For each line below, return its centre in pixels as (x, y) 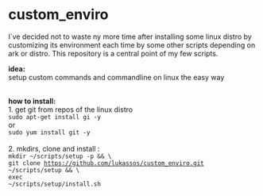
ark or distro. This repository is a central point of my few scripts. (113, 53)
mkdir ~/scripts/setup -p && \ (60, 156)
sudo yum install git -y (49, 133)
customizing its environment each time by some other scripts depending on (132, 44)
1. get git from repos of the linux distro (71, 110)
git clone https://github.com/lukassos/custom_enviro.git (106, 163)
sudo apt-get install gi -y (55, 117)
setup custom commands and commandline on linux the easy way (116, 77)
